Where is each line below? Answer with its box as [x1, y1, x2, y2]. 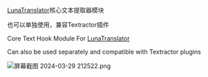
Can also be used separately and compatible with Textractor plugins [7, 47, 202, 56]
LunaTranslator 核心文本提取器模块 [7, 6, 104, 14]
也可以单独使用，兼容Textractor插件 [7, 21, 109, 29]
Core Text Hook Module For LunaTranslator [7, 34, 130, 43]
